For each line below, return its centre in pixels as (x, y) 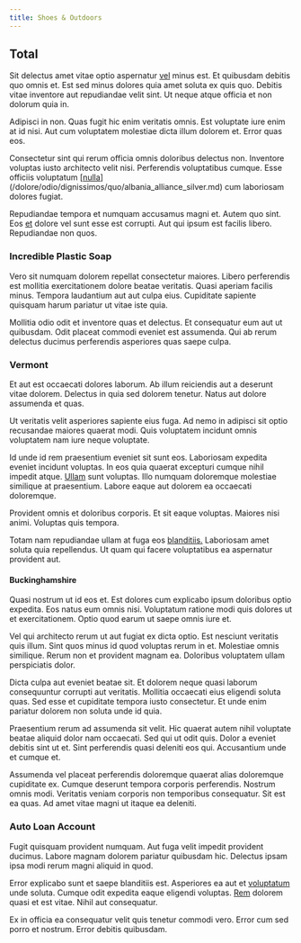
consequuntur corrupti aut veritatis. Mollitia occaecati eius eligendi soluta (145, 692)
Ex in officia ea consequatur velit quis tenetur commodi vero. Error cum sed (149, 920)
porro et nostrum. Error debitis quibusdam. (89, 929)
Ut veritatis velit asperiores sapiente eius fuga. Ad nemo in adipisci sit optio (149, 421)
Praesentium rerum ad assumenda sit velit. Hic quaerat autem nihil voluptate (150, 729)
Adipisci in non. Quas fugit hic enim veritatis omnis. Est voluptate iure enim (147, 121)
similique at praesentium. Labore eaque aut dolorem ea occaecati (131, 486)
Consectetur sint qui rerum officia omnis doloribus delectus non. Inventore (147, 158)
